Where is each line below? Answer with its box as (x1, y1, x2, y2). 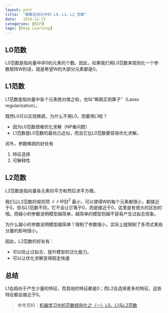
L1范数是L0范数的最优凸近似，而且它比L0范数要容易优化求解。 (12, 130, 141, 136)
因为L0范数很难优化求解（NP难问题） (12, 123, 90, 130)
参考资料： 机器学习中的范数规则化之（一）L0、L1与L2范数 (17, 303, 137, 309)
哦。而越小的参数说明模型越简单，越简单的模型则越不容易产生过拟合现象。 (5, 211, 158, 217)
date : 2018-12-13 (5, 16, 46, 21)
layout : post (5, 7, 32, 12)
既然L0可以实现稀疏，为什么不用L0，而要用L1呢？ (5, 113, 107, 119)
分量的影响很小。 (5, 228, 40, 234)
